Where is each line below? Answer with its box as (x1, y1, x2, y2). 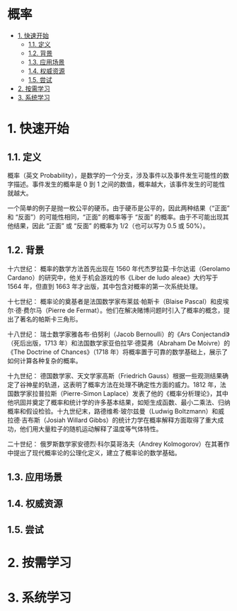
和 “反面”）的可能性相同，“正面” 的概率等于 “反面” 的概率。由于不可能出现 (7, 212, 223, 221)
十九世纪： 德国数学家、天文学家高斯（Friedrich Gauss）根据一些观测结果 (7, 371, 223, 379)
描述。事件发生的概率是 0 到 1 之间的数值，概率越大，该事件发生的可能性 (13, 180, 226, 188)
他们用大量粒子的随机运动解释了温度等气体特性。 (19, 424, 163, 433)
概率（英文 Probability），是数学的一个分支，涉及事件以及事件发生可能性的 (7, 171, 224, 179)
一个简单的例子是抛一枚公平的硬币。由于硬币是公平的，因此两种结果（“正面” (7, 203, 230, 212)
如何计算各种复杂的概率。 (7, 356, 82, 365)
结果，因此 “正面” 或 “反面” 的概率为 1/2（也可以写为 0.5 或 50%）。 (13, 221, 209, 230)
